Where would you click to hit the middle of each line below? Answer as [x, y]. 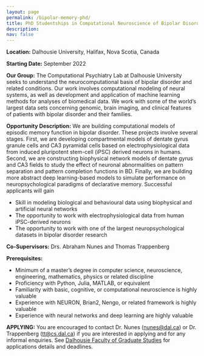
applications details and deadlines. [49, 347]
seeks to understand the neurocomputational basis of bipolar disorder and [99, 82]
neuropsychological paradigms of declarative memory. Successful [89, 184]
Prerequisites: [25, 259]
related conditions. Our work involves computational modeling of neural [96, 88]
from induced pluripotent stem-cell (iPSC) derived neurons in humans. [94, 152]
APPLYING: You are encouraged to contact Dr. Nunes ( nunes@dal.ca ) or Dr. [101, 327]
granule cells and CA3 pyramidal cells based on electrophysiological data [98, 145]
